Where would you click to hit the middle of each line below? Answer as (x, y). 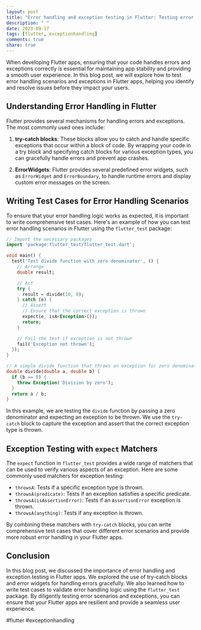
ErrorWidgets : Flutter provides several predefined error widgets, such (101, 169)
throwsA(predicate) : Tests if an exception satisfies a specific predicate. (103, 494)
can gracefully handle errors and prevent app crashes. (82, 158)
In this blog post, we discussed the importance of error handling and (91, 570)
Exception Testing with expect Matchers (82, 449)
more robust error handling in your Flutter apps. (65, 537)
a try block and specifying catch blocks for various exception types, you (104, 152)
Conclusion (28, 556)
